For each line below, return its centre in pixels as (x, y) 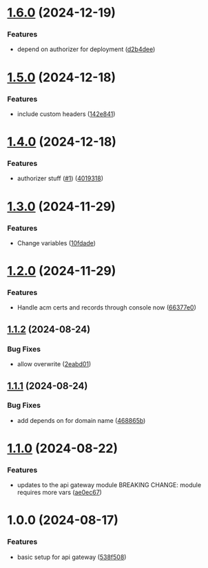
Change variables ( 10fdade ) (56, 243)
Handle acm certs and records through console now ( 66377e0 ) (106, 307)
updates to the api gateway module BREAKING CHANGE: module (109, 485)
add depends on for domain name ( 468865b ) (81, 420)
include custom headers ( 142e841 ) (66, 114)
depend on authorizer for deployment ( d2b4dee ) (86, 49)
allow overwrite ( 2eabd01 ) (54, 364)
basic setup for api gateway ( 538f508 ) (72, 557)
